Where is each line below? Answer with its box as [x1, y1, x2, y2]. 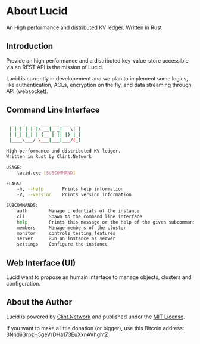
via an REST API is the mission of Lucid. [6, 63, 104, 70]
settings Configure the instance [17, 241, 108, 247]
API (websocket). [6, 88, 49, 95]
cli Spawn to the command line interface [17, 213, 143, 219]
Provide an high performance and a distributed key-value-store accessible [6, 57, 189, 64]
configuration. [6, 280, 40, 287]
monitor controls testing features [17, 230, 116, 236]
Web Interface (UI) [6, 258, 76, 268]
